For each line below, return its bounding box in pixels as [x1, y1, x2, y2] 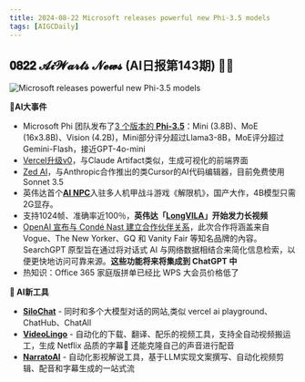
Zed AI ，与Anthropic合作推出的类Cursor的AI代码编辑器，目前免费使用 [22, 166, 285, 178]
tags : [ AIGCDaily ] [9, 22, 79, 31]
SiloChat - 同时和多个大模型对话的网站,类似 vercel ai [22, 306, 220, 317]
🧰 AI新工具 [9, 286, 49, 297]
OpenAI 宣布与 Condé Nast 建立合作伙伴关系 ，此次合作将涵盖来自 [22, 222, 270, 232]
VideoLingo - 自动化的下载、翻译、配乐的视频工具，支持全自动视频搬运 [22, 329, 291, 340]
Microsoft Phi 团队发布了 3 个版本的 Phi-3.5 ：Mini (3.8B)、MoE [22, 120, 259, 132]
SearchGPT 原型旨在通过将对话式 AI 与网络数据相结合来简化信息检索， [22, 244, 288, 255]
